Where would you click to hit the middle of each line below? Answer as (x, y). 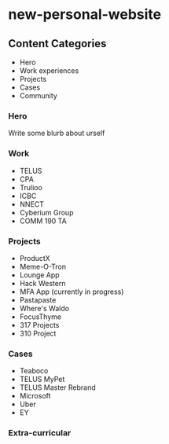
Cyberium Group (46, 212)
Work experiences (49, 71)
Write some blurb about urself (57, 133)
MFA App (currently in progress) (72, 292)
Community (38, 95)
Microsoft (35, 396)
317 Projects (39, 325)
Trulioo (31, 187)
